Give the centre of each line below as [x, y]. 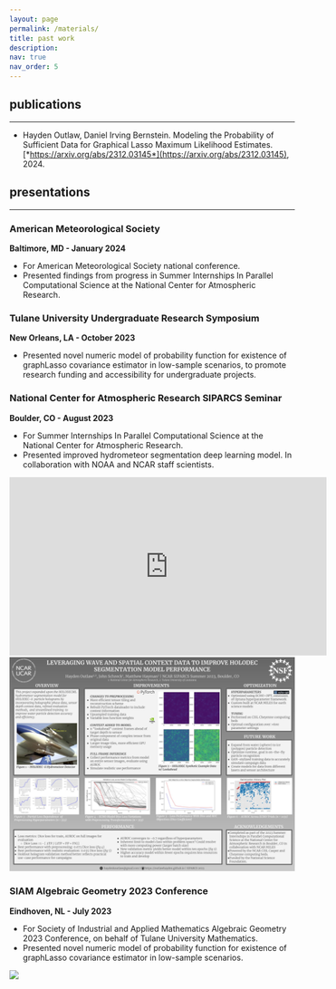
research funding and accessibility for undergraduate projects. [139, 375]
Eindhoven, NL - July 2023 [61, 911]
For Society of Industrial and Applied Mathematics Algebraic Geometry [154, 928]
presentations [50, 192]
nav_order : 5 [34, 67]
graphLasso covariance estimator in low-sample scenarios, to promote [154, 365]
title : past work [42, 38]
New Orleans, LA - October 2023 [72, 338]
